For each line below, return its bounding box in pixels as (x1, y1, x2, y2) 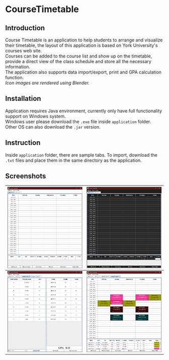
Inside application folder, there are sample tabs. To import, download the (5, 152, 157, 158)
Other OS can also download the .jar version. (5, 124, 101, 130)
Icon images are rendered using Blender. (5, 80, 90, 86)
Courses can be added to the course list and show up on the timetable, (5, 53, 152, 59)
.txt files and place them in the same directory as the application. (5, 157, 142, 163)
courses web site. (5, 48, 42, 53)
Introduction (5, 24, 45, 32)
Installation (5, 94, 41, 103)
